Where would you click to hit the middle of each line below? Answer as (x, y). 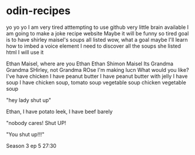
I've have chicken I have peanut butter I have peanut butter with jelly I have (97, 76)
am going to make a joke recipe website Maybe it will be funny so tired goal (97, 33)
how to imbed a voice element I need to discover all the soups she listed (94, 46)
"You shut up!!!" (25, 134)
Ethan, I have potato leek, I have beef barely (60, 111)
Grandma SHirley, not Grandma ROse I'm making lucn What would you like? (98, 70)
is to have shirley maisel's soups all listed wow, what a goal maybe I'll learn (97, 39)
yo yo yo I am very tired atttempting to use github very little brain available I (97, 27)
